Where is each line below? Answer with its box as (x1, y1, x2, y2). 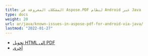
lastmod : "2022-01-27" (5, 26, 53, 31)
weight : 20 (5, 16, 28, 21)
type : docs (5, 12, 28, 17)
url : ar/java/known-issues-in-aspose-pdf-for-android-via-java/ (5, 21, 143, 26)
